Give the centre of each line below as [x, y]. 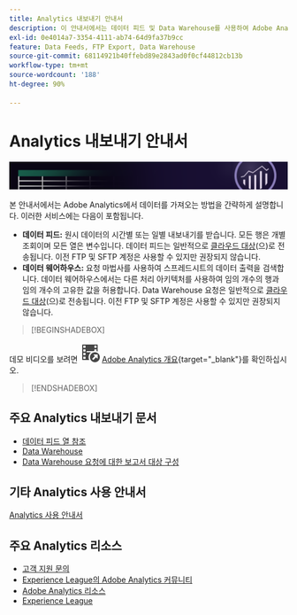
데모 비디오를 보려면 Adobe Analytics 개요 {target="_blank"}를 [129, 359]
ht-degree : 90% [37, 84]
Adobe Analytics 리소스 [64, 591]
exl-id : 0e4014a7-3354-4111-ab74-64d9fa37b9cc [96, 37]
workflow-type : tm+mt [49, 66]
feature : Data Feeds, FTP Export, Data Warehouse [103, 47]
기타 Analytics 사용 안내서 [78, 492]
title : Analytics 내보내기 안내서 [66, 19]
